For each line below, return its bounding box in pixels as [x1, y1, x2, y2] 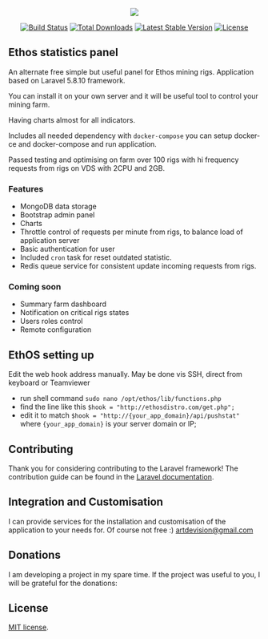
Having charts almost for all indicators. [8, 115, 136, 124]
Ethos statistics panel [8, 46, 118, 59]
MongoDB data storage [19, 201, 98, 212]
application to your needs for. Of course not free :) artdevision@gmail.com [8, 525, 254, 535]
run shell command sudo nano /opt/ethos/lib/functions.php [19, 394, 222, 403]
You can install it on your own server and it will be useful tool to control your [8, 91, 258, 100]
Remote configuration [19, 325, 92, 334]
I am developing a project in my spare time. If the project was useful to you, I [8, 569, 261, 579]
